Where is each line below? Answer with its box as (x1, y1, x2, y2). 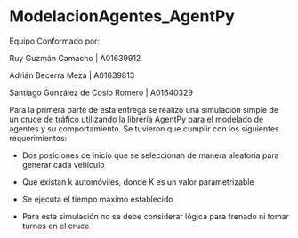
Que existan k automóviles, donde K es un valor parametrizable (21, 176, 255, 187)
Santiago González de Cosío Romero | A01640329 (9, 87, 194, 98)
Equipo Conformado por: (9, 36, 101, 46)
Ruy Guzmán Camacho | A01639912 (9, 52, 141, 63)
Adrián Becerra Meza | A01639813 (9, 69, 135, 81)
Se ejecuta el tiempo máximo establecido (21, 194, 173, 204)
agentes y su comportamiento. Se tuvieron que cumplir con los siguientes (9, 123, 279, 134)
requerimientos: (9, 132, 68, 143)
